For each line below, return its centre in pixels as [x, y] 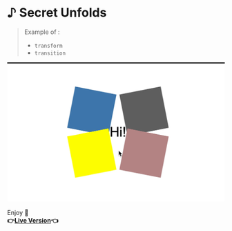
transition [50, 53]
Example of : [42, 32]
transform [49, 46]
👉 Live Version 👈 [33, 221]
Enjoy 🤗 [18, 213]
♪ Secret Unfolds [57, 13]
